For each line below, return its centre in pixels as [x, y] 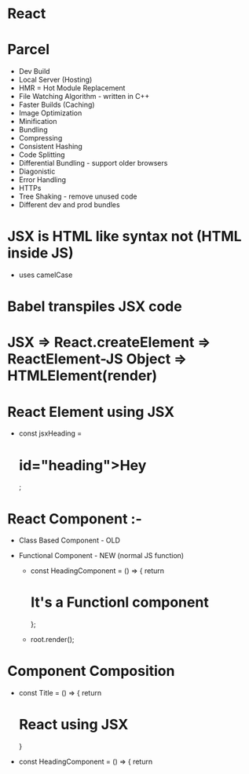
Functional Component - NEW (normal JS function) [101, 556]
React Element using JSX [91, 412]
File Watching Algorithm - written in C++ [84, 97]
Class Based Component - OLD [70, 540]
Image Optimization [50, 113]
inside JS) [40, 253]
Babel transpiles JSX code [95, 307]
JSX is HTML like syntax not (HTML [124, 237]
